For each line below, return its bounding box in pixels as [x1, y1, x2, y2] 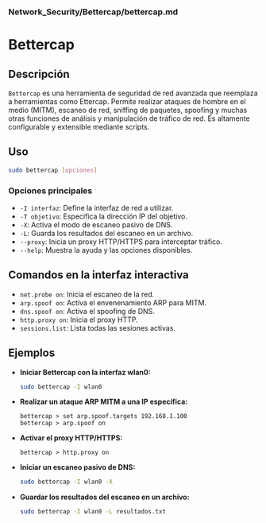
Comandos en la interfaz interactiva [8, 269, 189, 282]
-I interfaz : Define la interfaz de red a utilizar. [19, 203, 174, 212]
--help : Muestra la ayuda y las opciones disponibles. [19, 245, 193, 254]
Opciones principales [8, 185, 93, 196]
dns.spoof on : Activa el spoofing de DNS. [19, 306, 155, 316]
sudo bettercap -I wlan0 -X [19, 478, 113, 486]
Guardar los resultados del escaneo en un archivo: [19, 492, 190, 502]
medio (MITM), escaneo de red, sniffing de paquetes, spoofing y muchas [8, 105, 248, 114]
